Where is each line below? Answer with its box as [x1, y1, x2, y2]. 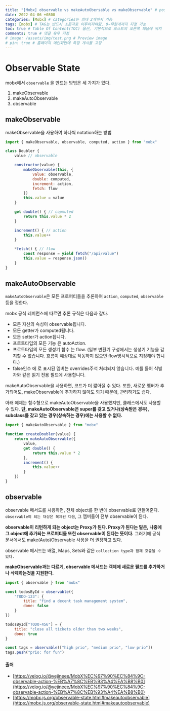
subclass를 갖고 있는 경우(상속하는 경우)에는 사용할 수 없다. [5, 413, 123, 419]
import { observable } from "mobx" [5, 580, 80, 585]
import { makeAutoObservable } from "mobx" [5, 423, 99, 428]
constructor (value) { [14, 163, 60, 168]
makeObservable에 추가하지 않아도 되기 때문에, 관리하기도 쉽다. [24, 389, 151, 395]
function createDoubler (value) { [5, 432, 76, 437]
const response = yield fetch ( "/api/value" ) [23, 251, 119, 256]
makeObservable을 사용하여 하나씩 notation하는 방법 [5, 129, 112, 135]
